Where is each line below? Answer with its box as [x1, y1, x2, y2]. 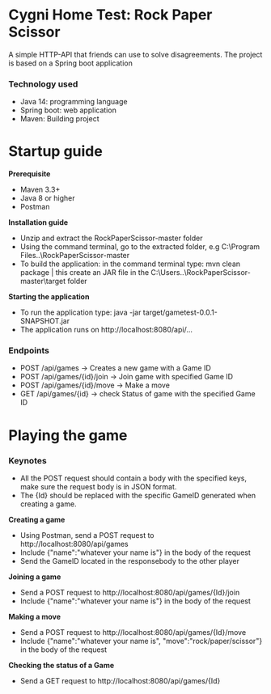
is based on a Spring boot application [8, 58, 133, 68]
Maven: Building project [19, 114, 100, 124]
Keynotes [8, 455, 47, 466]
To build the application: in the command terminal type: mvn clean [19, 259, 241, 269]
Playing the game [8, 426, 128, 444]
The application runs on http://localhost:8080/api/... [19, 325, 193, 335]
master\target [19, 277, 66, 286]
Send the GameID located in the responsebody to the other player [19, 556, 240, 565]
